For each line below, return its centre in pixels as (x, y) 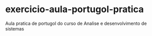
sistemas (15, 28)
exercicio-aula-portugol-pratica (74, 9)
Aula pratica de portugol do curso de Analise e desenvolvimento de (76, 23)
